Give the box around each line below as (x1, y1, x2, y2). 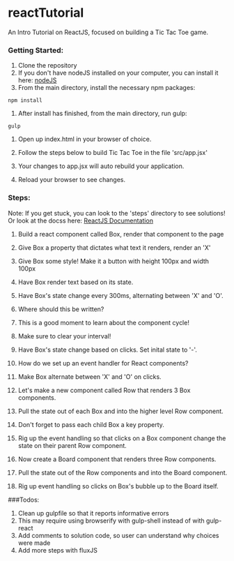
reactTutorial (8, 5, 84, 21)
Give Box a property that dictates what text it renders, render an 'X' (17, 243, 211, 252)
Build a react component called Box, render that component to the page (17, 230, 224, 238)
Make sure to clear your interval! (17, 331, 111, 340)
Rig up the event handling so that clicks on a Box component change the (17, 434, 226, 442)
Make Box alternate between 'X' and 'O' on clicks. (17, 372, 162, 381)
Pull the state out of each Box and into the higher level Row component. (17, 407, 224, 415)
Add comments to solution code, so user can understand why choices (17, 531, 219, 539)
